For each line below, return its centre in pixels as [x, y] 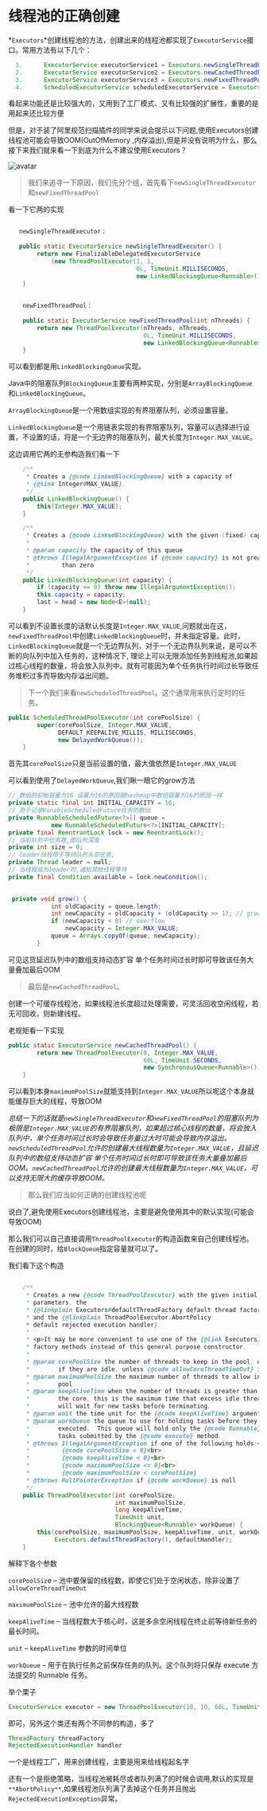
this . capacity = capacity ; [81, 595]
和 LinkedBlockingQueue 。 [49, 393]
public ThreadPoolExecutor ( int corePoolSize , [99, 1495]
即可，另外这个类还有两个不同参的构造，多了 [81, 1723]
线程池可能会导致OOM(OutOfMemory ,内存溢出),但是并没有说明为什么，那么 [133, 140]
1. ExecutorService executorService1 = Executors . [110, 65]
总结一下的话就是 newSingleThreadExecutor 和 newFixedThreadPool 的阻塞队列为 [133, 1118]
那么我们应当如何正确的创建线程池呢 [87, 1195]
